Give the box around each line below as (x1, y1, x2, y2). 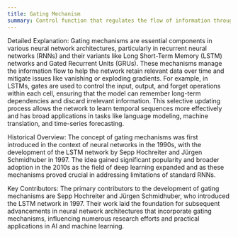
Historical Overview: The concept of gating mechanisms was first (7, 132, 198, 141)
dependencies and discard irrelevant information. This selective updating (7, 96, 221, 105)
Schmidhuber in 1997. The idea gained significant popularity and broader (7, 155, 220, 163)
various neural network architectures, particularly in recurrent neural (7, 44, 208, 52)
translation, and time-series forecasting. (7, 119, 125, 127)
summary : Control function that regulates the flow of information (7, 17, 211, 24)
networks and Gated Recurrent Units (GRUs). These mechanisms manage (7, 59, 222, 67)
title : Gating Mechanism (7, 10, 81, 18)
